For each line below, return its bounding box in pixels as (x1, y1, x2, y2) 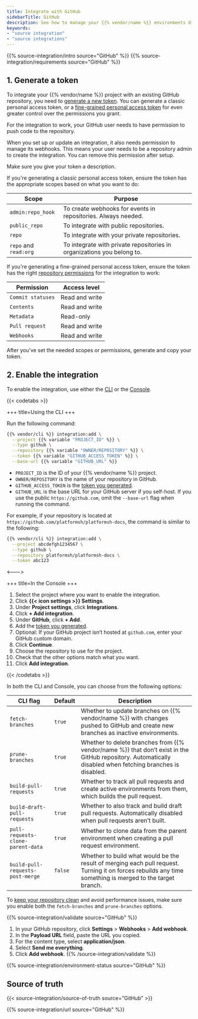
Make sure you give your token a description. (6, 163, 116, 170)
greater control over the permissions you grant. (6, 110, 121, 117)
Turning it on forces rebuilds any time (80, 866, 184, 875)
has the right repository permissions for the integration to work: (6, 269, 160, 276)
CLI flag (18, 697, 41, 705)
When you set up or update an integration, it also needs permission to (6, 139, 176, 146)
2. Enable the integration (6, 370, 99, 380)
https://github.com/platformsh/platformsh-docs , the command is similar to (6, 518, 190, 525)
